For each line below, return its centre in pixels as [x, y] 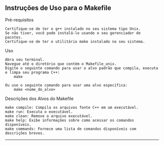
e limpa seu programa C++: [32, 72]
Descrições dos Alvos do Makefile [40, 98]
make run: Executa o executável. [39, 112]
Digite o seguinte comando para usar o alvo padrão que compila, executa [82, 68]
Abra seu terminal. [25, 60]
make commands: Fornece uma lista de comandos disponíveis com [71, 129]
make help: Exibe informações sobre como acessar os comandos [70, 120]
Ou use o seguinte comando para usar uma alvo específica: [66, 85]
